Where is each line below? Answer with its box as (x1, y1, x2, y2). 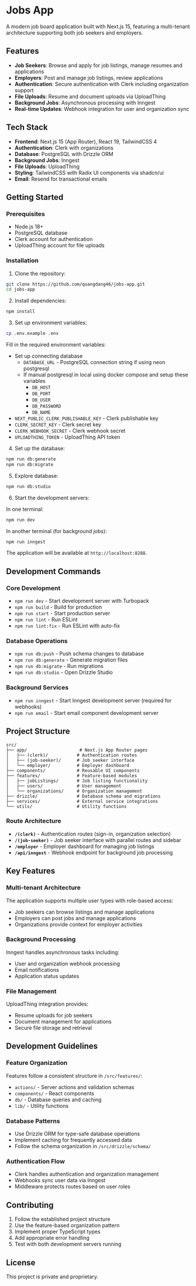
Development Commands (6, 566, 101, 576)
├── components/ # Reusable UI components (6, 768, 140, 773)
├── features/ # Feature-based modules (6, 772, 137, 779)
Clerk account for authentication (14, 236, 93, 243)
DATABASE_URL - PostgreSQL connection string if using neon (23, 359, 166, 366)
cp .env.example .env (6, 331, 59, 337)
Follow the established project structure (14, 1216, 111, 1223)
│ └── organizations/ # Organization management (6, 788, 143, 794)
